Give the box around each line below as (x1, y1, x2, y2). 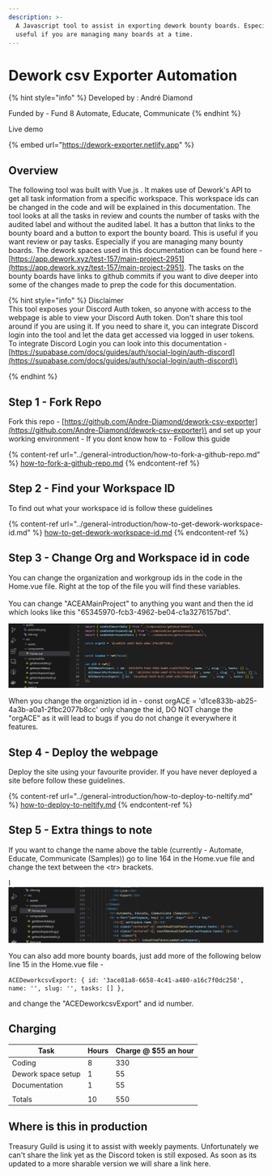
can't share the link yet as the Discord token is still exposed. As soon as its (8, 1150, 257, 1160)
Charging (8, 1022, 57, 1036)
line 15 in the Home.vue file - (8, 959, 104, 969)
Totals (11, 1094, 32, 1104)
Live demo (8, 124, 44, 134)
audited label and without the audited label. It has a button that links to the (8, 220, 255, 230)
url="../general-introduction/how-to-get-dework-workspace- (60, 519, 263, 529)
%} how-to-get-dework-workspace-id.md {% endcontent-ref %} (32, 527, 249, 537)
